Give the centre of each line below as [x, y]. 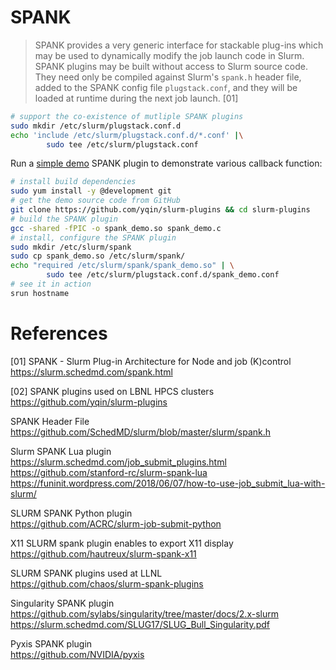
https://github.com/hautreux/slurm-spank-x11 [103, 553]
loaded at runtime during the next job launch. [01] [136, 98]
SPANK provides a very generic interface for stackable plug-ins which [179, 45]
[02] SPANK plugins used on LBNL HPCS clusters [112, 391]
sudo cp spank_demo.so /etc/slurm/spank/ [98, 256]
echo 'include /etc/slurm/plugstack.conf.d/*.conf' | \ [127, 135]
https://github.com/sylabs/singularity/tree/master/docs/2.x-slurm [144, 613]
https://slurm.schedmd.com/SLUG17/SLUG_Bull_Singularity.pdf [140, 624]
